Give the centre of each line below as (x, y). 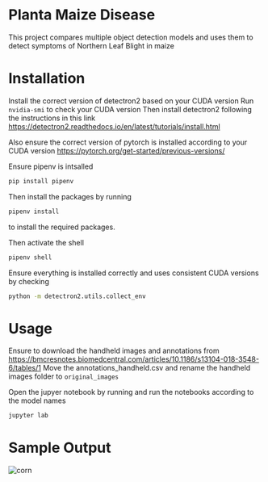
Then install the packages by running (70, 196)
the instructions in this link (52, 118)
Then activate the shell (46, 242)
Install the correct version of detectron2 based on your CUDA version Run (131, 101)
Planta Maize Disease (82, 15)
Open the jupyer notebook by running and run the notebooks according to (131, 392)
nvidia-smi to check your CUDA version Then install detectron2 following (130, 109)
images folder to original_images (64, 376)
